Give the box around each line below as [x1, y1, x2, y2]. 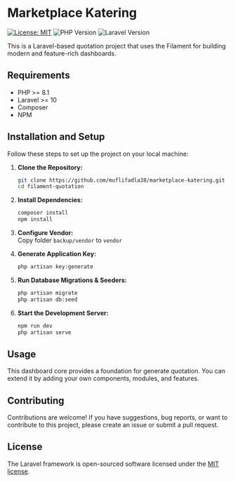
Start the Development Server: [17, 309, 109, 317]
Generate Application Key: [17, 250, 97, 258]
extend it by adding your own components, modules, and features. [7, 374, 200, 383]
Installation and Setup [7, 131, 105, 143]
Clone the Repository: [17, 163, 83, 171]
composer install [17, 209, 69, 217]
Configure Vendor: [17, 229, 74, 237]
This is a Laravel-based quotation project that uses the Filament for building [7, 41, 227, 50]
